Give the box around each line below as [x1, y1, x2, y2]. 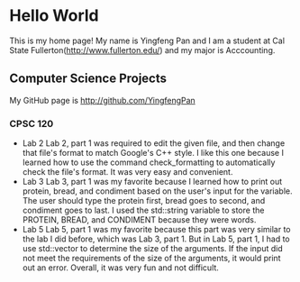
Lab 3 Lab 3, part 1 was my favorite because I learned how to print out [22, 177, 283, 187]
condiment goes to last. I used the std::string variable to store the [22, 205, 265, 216]
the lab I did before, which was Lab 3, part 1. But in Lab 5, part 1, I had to [22, 233, 290, 244]
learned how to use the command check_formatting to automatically [22, 157, 276, 168]
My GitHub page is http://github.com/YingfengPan [9, 95, 195, 105]
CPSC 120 [9, 117, 54, 130]
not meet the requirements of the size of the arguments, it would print [22, 253, 281, 264]
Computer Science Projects [9, 71, 168, 86]
